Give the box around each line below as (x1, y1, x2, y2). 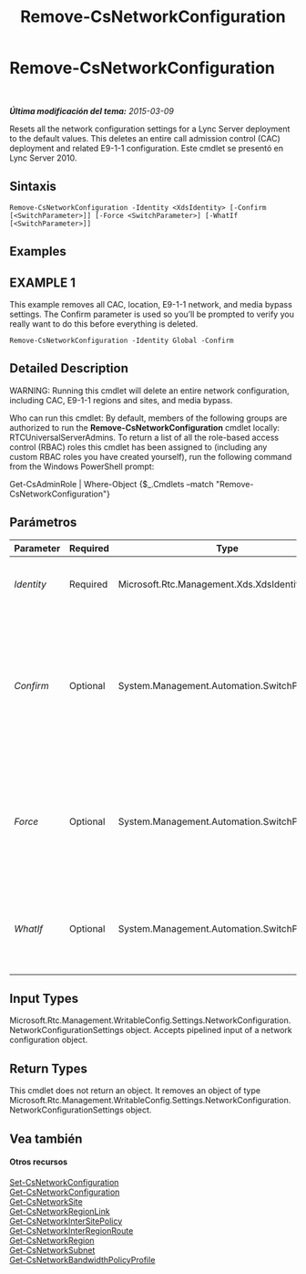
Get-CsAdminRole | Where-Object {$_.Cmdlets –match (9, 478, 214, 489)
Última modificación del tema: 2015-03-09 (9, 105, 175, 116)
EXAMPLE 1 (9, 275, 76, 290)
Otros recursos (9, 1156, 68, 1167)
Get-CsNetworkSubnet (9, 1244, 96, 1256)
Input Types (9, 990, 79, 1006)
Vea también (9, 1131, 83, 1146)
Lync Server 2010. (9, 152, 77, 163)
